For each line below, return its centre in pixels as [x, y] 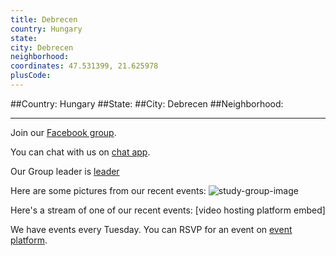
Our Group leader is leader [65, 171]
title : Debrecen [44, 19]
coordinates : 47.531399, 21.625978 [84, 66]
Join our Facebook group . [63, 132]
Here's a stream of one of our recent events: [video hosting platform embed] [168, 210]
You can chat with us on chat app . [80, 152]
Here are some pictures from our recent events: [108, 190]
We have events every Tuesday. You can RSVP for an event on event [151, 229]
